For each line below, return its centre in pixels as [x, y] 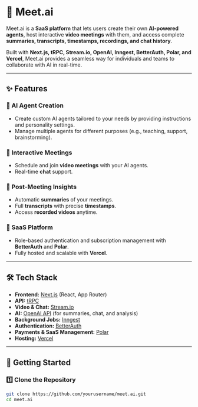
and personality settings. [45, 125]
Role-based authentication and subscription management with [90, 240]
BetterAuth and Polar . [42, 246]
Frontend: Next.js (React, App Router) [61, 295]
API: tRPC [27, 301]
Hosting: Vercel [34, 339]
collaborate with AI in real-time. [44, 65]
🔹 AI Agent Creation [35, 105]
